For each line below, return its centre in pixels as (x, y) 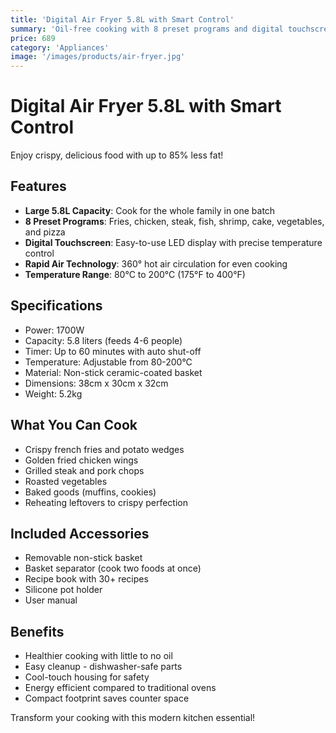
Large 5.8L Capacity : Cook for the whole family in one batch (150, 210)
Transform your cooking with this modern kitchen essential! (133, 718)
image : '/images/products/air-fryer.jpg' (98, 57)
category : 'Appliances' (60, 47)
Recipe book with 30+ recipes (86, 579)
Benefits (37, 631)
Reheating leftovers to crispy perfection (106, 502)
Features (38, 186)
